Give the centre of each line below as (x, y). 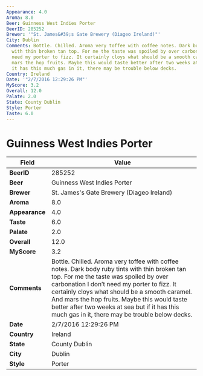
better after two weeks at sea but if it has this (115, 307)
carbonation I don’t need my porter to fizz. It (114, 284)
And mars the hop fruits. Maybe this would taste (119, 300)
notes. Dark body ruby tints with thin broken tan (118, 269)
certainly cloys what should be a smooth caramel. (121, 292)
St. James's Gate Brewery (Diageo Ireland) (112, 193)
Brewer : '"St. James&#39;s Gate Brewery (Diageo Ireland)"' (84, 35)
